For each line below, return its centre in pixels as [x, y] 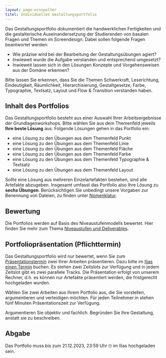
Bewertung [23, 211]
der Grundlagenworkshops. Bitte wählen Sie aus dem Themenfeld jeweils [80, 123]
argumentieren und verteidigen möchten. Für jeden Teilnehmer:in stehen [80, 298]
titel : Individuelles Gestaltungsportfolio [51, 14]
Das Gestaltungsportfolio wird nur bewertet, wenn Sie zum [65, 256]
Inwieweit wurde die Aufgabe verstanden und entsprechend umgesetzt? [86, 59]
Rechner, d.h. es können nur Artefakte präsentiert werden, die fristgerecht [81, 277]
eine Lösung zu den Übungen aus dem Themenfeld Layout [73, 170]
